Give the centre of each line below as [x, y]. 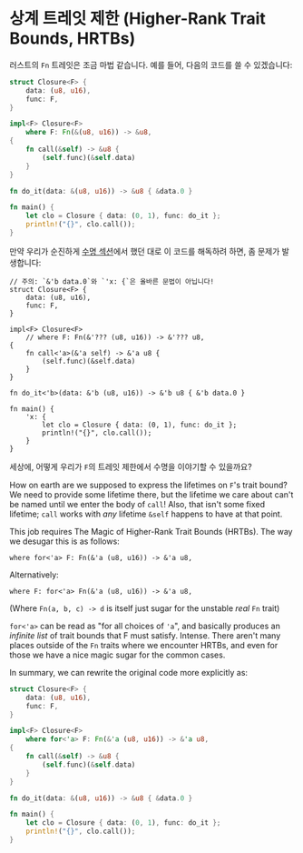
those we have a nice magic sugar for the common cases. [117, 655]
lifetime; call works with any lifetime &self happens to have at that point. [146, 514]
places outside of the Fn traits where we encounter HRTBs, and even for [144, 645]
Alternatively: [34, 575]
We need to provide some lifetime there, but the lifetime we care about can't [151, 494]
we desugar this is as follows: [64, 541]
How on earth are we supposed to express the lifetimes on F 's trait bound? [148, 485]
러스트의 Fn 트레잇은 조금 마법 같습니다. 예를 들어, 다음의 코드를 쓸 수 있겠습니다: [151, 65]
